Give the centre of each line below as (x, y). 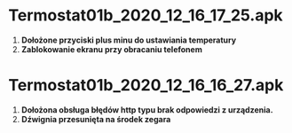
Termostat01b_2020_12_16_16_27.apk (146, 86)
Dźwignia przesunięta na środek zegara (96, 119)
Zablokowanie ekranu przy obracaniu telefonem (112, 49)
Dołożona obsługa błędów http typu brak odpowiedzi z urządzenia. (147, 110)
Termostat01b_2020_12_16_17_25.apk (146, 16)
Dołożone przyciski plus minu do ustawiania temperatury (129, 40)
